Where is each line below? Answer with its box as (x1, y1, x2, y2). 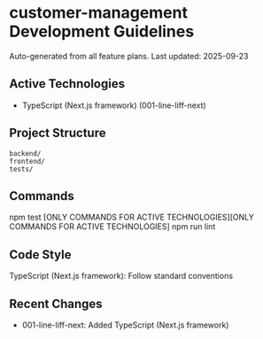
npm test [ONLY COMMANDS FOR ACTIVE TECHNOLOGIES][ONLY (9, 212, 254, 223)
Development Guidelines (9, 21, 195, 42)
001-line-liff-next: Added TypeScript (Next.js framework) (21, 320, 229, 330)
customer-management (9, 3, 189, 23)
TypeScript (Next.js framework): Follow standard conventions (9, 271, 233, 281)
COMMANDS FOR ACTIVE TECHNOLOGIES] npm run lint (9, 221, 216, 232)
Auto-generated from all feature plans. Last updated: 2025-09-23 (9, 50, 249, 61)
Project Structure (9, 126, 106, 141)
